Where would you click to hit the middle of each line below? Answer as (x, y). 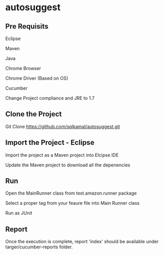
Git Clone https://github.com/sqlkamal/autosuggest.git (63, 126)
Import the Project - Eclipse (50, 143)
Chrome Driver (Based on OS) (37, 78)
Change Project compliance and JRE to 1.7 (50, 98)
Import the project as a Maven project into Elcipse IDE (62, 155)
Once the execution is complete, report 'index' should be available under (82, 242)
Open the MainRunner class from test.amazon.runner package (71, 193)
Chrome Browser (23, 68)
